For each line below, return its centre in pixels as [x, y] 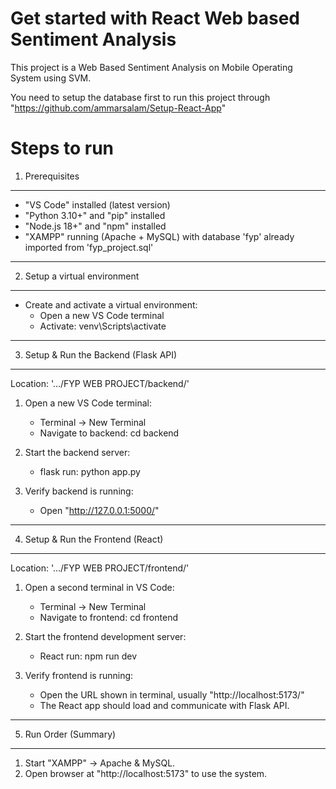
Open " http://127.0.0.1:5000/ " [99, 510]
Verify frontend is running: [79, 675]
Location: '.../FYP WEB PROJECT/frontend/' [100, 568]
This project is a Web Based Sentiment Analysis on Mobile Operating [151, 67]
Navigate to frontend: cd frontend [108, 617]
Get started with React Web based [155, 18]
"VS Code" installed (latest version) [97, 204]
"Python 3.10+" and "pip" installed [95, 215]
